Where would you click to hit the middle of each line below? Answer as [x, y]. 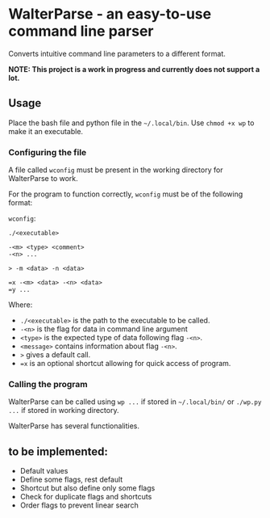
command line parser [81, 31]
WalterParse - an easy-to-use [110, 14]
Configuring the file [48, 152]
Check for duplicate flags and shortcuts [86, 497]
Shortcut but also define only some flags [87, 488]
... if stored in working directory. [64, 411]
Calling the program [48, 384]
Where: [21, 305]
